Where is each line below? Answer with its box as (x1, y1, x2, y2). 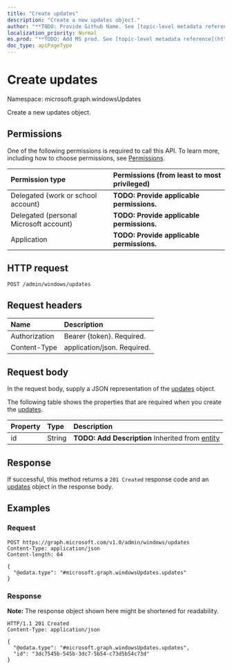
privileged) (113, 179, 151, 189)
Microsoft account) (10, 219, 73, 229)
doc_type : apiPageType (7, 42, 72, 49)
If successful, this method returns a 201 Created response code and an (7, 475, 209, 484)
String (47, 433, 67, 443)
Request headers (7, 299, 83, 311)
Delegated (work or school (10, 191, 97, 200)
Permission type (10, 174, 66, 184)
